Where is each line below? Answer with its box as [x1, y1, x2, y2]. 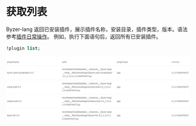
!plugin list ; [6, 45, 41, 51]
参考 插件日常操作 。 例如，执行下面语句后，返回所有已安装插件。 [6, 33, 161, 40]
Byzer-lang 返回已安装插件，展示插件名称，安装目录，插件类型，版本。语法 [6, 26, 188, 33]
